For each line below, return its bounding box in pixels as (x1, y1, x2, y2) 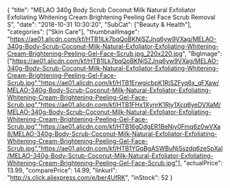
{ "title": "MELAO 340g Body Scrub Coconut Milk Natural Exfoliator (7, 6, 196, 14)
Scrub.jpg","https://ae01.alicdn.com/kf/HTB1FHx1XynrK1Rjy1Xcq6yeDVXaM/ (7, 101, 221, 108)
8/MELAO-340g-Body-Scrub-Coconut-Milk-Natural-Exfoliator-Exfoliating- (7, 130, 218, 138)
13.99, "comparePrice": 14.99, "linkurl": (7, 166, 118, 174)
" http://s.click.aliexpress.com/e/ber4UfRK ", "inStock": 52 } (7, 174, 173, 181)
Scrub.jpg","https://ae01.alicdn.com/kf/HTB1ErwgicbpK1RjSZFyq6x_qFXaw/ (7, 79, 220, 86)
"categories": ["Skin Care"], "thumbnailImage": (7, 27, 139, 36)
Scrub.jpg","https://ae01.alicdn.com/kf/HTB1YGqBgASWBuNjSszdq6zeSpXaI (7, 144, 223, 152)
